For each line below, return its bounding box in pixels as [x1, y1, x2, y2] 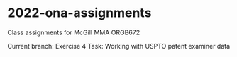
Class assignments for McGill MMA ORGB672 [7, 28, 140, 37]
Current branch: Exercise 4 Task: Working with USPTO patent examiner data [7, 42, 231, 50]
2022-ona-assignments [7, 5, 152, 21]
